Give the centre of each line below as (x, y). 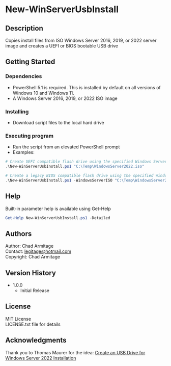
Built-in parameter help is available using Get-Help (58, 208)
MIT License (18, 319)
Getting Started (30, 62)
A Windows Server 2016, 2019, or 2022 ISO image (65, 98)
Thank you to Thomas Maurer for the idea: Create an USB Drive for (75, 352)
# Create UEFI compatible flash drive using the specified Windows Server (86, 162)
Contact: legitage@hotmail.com (38, 251)
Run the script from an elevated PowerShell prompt (66, 147)
